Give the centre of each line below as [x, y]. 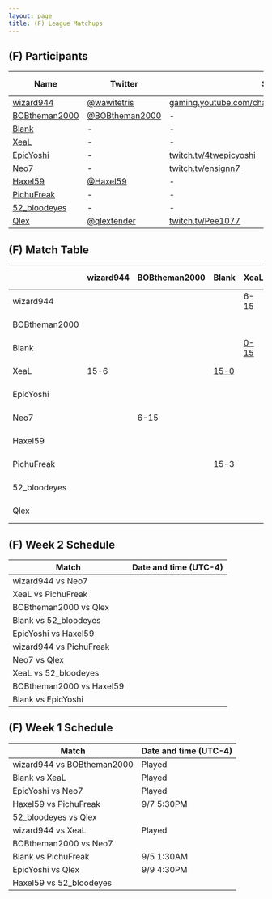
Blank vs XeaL [39, 778]
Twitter [124, 84]
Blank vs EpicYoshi [48, 699]
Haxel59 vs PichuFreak [57, 804]
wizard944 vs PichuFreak [61, 647]
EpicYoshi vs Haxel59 [53, 634]
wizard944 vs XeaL [49, 830]
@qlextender [111, 221]
